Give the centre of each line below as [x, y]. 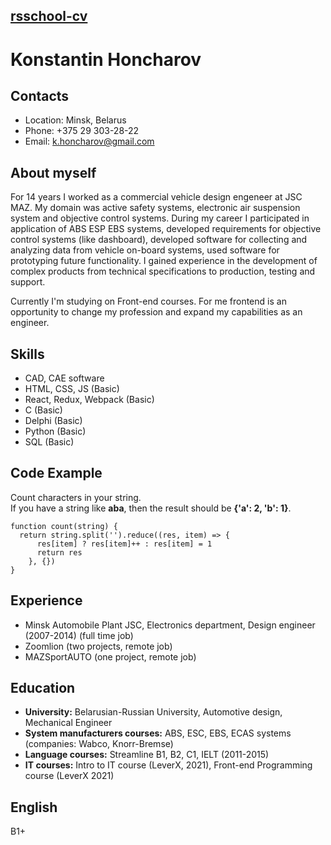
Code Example [56, 473]
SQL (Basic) [49, 442]
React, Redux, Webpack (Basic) [89, 400]
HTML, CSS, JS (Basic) [72, 389]
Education [43, 688]
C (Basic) [43, 410]
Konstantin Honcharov [106, 59]
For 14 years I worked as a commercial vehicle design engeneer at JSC [156, 197]
